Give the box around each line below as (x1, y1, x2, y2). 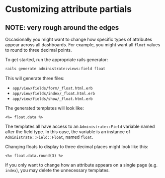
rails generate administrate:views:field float (5, 66, 106, 71)
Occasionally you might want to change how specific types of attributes (5, 36, 153, 42)
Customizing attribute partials (5, 3, 132, 15)
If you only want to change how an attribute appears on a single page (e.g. (5, 162, 158, 168)
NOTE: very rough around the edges (5, 23, 119, 32)
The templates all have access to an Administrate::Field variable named (5, 123, 155, 129)
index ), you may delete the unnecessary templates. (5, 167, 110, 173)
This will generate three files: (5, 75, 65, 81)
